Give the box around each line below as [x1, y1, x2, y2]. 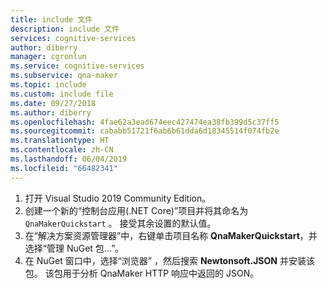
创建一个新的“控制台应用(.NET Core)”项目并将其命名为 [24, 204, 249, 216]
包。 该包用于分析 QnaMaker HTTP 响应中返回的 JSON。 [24, 267, 260, 279]
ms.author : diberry [10, 107, 92, 118]
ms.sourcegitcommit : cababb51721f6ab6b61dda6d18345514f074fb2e [10, 126, 280, 136]
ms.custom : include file [10, 89, 114, 99]
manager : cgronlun [10, 52, 87, 62]
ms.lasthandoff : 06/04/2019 [10, 154, 128, 164]
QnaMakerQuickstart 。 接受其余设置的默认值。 [24, 217, 217, 229]
